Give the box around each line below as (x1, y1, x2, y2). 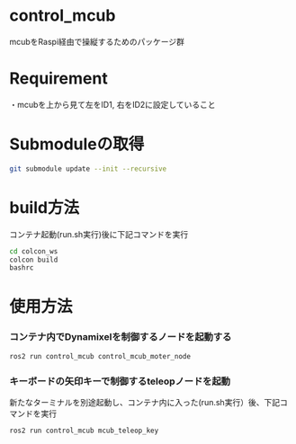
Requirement (9, 68, 108, 89)
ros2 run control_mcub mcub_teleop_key (9, 426, 159, 435)
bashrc (9, 263, 34, 272)
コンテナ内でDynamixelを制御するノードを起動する (9, 331, 232, 343)
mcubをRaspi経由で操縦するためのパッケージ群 (9, 36, 184, 47)
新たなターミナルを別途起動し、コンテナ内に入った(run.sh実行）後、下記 (9, 396, 281, 407)
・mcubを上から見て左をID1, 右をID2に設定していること (9, 99, 216, 110)
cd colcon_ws (9, 246, 58, 256)
